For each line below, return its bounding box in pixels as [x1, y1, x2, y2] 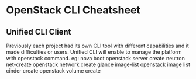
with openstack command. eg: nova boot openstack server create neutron [6, 55, 185, 61]
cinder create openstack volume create [6, 67, 101, 74]
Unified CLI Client [6, 27, 71, 37]
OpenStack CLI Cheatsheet [6, 4, 140, 17]
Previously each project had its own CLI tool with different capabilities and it [6, 42, 189, 49]
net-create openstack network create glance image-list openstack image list [6, 61, 190, 68]
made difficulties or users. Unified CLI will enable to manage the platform [6, 49, 183, 56]
